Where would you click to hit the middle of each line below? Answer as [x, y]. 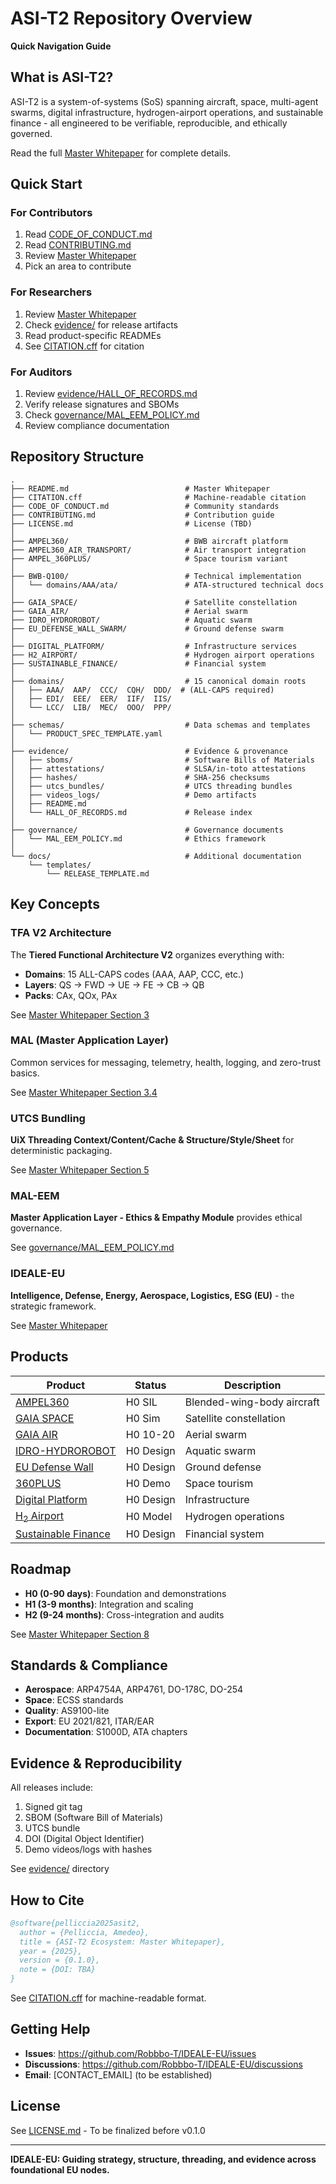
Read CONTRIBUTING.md [78, 245]
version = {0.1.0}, [60, 1960]
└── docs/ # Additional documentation [156, 856]
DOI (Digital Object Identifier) [84, 1839]
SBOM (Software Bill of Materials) [94, 1818]
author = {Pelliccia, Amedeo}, [84, 1932]
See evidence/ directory [60, 1869]
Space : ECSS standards [74, 1700]
